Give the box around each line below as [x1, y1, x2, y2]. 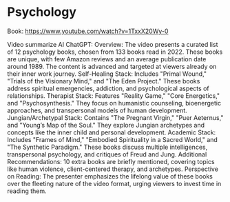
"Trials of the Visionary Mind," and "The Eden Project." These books [7, 77, 200, 85]
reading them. [7, 187, 47, 195]
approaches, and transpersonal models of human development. [7, 106, 187, 114]
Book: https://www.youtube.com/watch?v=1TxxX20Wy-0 [7, 27, 169, 35]
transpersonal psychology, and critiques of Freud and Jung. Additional [7, 150, 207, 159]
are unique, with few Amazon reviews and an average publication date [7, 54, 207, 63]
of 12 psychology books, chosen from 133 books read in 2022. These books [7, 48, 223, 56]
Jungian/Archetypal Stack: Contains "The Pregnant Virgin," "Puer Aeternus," [7, 113, 224, 121]
